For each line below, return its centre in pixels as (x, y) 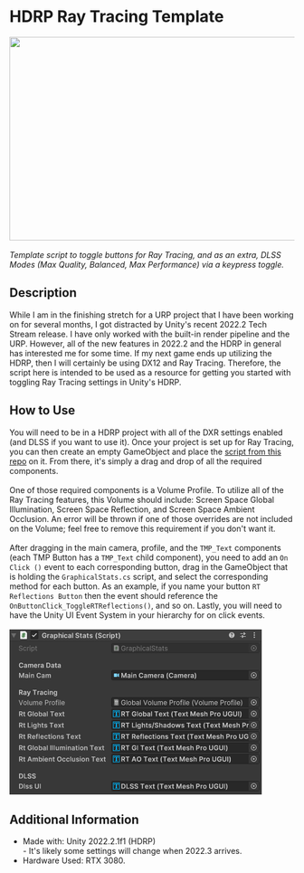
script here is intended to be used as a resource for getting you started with (150, 372)
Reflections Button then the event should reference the (114, 595)
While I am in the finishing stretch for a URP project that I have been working (152, 315)
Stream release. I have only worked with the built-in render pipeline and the (150, 334)
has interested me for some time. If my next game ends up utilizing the (141, 353)
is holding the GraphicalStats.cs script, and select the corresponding (139, 576)
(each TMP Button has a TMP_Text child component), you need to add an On (149, 557)
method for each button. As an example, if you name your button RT (135, 586)
